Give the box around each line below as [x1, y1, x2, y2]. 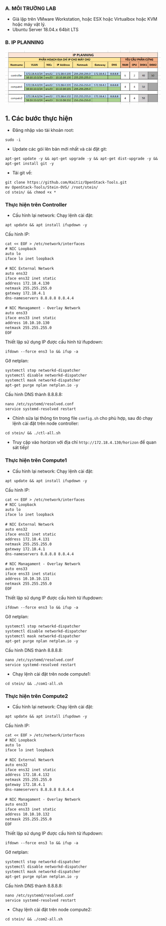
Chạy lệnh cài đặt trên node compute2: [12, 906, 92, 912]
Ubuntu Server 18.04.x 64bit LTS [12, 27, 79, 33]
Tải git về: [12, 170, 33, 176]
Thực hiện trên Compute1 [5, 457, 67, 464]
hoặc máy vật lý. [12, 21, 46, 27]
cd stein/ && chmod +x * [5, 190, 56, 195]
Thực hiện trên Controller [5, 201, 67, 208]
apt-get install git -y [5, 161, 54, 166]
